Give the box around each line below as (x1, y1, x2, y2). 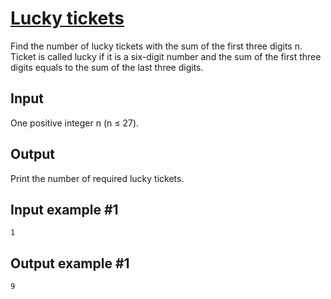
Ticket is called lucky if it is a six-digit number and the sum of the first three (10, 50, 322, 62)
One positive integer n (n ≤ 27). (10, 117, 140, 129)
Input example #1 (10, 201, 119, 218)
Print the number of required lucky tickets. (10, 172, 185, 184)
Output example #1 (10, 255, 130, 272)
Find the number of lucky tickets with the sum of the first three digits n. (10, 40, 303, 52)
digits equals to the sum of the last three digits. (10, 61, 204, 73)
